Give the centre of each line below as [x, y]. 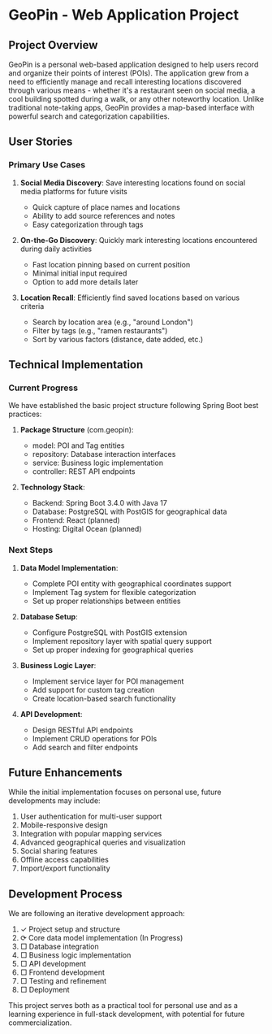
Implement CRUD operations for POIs [95, 738]
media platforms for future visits [73, 191]
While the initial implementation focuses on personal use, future [115, 792]
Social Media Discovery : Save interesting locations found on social [133, 182]
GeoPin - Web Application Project [124, 15]
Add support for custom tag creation [93, 689]
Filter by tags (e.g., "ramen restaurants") [100, 330]
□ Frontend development [63, 972]
